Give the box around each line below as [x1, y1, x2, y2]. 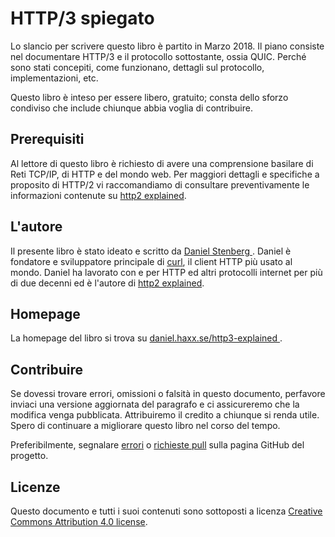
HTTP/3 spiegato [10, 7, 155, 30]
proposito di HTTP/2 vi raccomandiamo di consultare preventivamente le [10, 178, 310, 191]
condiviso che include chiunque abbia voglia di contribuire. [10, 102, 253, 114]
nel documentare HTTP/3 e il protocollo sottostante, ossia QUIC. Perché [10, 50, 307, 62]
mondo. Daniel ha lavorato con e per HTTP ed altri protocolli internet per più [10, 266, 323, 278]
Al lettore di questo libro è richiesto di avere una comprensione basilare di [10, 157, 314, 169]
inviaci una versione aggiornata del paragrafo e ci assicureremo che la [10, 398, 300, 411]
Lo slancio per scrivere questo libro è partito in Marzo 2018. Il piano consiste [10, 40, 325, 52]
